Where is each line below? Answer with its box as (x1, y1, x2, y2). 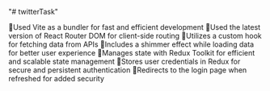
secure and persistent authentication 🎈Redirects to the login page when (8, 65, 247, 75)
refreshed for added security (8, 74, 105, 83)
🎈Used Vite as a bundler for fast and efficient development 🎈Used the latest (8, 23, 261, 31)
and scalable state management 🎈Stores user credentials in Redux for (8, 56, 241, 66)
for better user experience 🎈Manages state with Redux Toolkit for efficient (8, 48, 255, 57)
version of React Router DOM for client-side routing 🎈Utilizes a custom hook (8, 31, 262, 40)
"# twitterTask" (8, 7, 59, 16)
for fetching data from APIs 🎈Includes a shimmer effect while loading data (8, 39, 255, 49)
